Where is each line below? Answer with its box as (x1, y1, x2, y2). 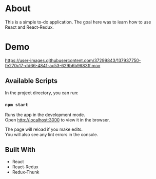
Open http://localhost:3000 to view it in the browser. (5, 117, 110, 122)
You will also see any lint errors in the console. (5, 131, 98, 137)
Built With (5, 146, 36, 154)
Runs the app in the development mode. (5, 112, 85, 118)
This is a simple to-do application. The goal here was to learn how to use (5, 19, 151, 25)
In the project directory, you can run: (5, 90, 78, 96)
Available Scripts (5, 77, 58, 85)
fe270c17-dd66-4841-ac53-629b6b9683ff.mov (5, 62, 101, 68)
